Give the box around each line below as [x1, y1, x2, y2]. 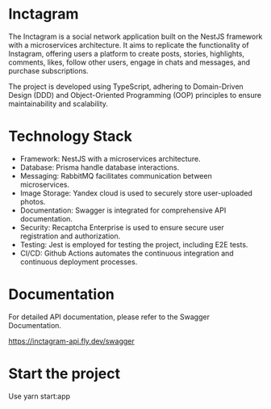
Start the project [8, 365, 121, 382]
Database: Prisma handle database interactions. [19, 162, 180, 172]
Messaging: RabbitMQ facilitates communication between [19, 171, 212, 180]
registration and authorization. [19, 231, 121, 241]
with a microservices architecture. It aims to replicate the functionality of [8, 40, 249, 49]
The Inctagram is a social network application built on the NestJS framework [8, 32, 263, 41]
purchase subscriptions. [8, 65, 89, 75]
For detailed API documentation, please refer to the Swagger [8, 312, 210, 322]
